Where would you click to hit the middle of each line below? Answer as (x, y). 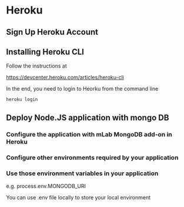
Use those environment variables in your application (82, 173)
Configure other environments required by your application (92, 158)
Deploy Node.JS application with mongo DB (88, 117)
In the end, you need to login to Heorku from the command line (82, 89)
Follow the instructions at (36, 66)
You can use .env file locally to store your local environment (78, 197)
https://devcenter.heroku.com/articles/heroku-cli (65, 78)
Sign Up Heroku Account (52, 32)
